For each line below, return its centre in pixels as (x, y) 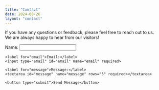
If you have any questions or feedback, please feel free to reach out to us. (79, 33)
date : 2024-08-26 (23, 14)
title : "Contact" (23, 9)
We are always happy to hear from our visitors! (52, 37)
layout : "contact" (24, 18)
